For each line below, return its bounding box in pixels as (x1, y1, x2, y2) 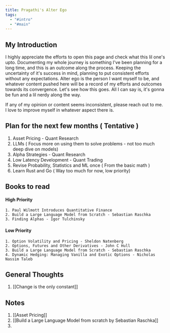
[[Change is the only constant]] (12, 284, 78, 290)
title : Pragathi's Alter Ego (5, 7, 67, 13)
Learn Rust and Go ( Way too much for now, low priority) (12, 167, 131, 173)
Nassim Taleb (5, 256, 33, 262)
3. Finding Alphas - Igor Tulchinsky (5, 217, 85, 222)
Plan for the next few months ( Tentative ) (5, 122, 139, 130)
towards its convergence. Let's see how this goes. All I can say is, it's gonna (5, 86, 164, 93)
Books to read (5, 183, 50, 191)
